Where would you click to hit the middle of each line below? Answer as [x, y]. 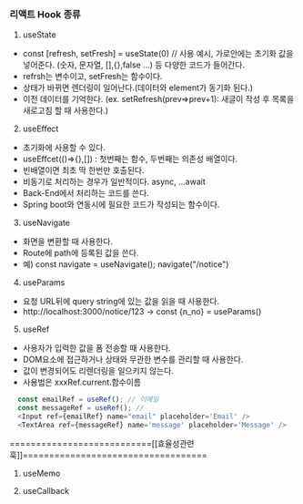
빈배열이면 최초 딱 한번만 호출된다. [83, 170]
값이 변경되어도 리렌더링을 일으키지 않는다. [98, 371]
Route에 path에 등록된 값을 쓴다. [81, 253]
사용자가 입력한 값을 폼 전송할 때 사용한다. [96, 348]
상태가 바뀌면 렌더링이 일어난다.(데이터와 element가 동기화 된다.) [137, 87]
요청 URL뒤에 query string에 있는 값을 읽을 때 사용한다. [121, 302]
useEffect [40, 129]
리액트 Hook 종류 [45, 14]
